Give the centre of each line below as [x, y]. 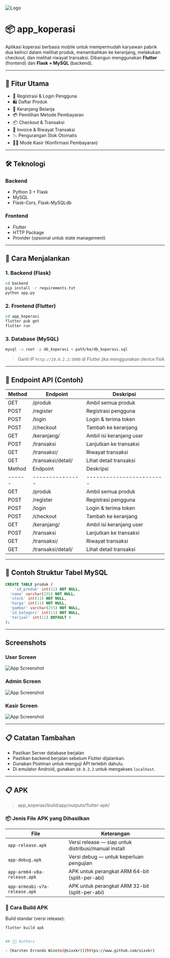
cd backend [17, 284]
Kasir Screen [22, 706]
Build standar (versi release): [35, 918]
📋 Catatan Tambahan [40, 738]
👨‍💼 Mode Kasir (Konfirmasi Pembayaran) [55, 143]
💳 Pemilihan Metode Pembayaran [48, 115]
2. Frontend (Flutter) [31, 306]
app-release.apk [27, 845]
